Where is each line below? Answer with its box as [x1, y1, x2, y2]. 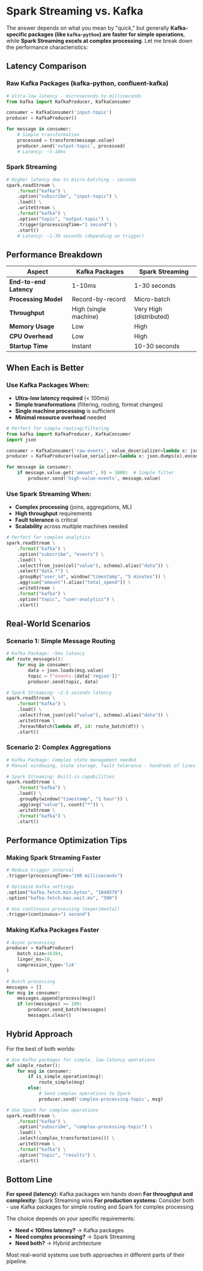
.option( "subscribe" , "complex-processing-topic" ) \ [17, 1124, 153, 1130]
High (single [71, 305, 106, 313]
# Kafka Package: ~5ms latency [6, 650, 85, 657]
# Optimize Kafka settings [6, 883, 74, 890]
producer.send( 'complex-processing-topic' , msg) [38, 1096, 164, 1102]
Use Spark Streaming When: [6, 489, 92, 498]
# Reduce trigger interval [6, 867, 74, 874]
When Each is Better [6, 362, 85, 373]
